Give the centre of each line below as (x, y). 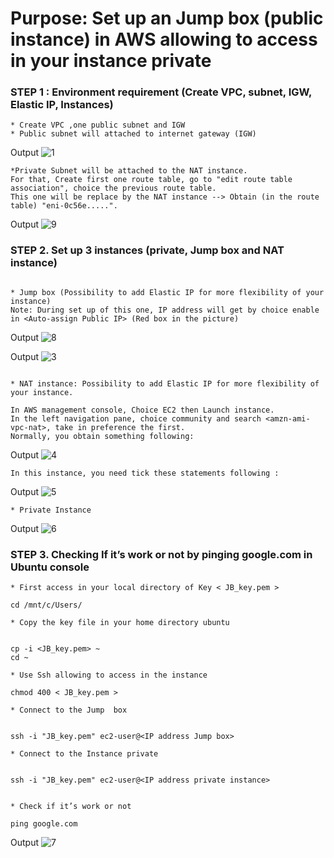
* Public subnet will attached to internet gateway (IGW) (133, 134)
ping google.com (44, 824)
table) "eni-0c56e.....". (64, 206)
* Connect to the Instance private (84, 754)
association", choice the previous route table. (113, 188)
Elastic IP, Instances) (62, 105)
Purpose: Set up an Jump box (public (167, 18)
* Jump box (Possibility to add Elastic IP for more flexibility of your (167, 292)
